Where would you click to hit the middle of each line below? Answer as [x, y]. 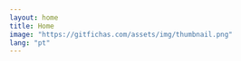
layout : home [34, 17]
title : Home [32, 26]
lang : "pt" [30, 43]
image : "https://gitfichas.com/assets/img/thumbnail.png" [121, 34]
